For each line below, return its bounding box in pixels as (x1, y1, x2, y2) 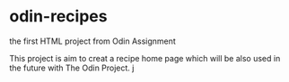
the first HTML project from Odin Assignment (9, 36, 177, 46)
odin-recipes (9, 6, 108, 27)
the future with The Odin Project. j (9, 62, 135, 73)
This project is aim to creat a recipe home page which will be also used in (9, 53, 281, 63)
